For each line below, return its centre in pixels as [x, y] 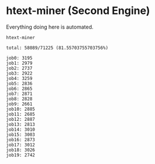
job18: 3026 [20, 150]
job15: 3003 [20, 135]
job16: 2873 [20, 139]
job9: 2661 [19, 104]
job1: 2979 [19, 63]
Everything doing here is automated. [50, 27]
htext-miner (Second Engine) [78, 11]
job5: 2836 [19, 83]
